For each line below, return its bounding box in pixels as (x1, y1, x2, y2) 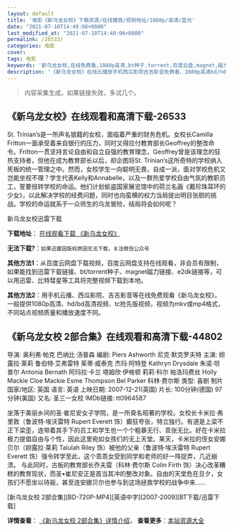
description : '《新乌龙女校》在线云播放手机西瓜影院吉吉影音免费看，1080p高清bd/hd (7, 68, 227, 75)
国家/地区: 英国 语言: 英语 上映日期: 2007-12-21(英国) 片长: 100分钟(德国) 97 (7, 385, 223, 393)
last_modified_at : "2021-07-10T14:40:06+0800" (7, 29, 144, 37)
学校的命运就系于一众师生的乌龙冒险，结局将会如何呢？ (19, 199, 178, 209)
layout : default (7, 10, 54, 17)
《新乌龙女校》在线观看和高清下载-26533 (7, 111, 187, 122)
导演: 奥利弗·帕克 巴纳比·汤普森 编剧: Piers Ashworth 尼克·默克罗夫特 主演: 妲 (7, 350, 225, 359)
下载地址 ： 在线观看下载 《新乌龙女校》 (7, 229, 120, 238)
